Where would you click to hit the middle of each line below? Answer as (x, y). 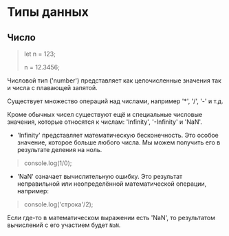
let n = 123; (40, 54)
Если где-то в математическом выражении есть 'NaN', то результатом (111, 218)
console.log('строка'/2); (58, 204)
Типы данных (48, 12)
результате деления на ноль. (59, 150)
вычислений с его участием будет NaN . (64, 225)
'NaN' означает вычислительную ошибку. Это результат (100, 176)
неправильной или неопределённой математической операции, (112, 184)
